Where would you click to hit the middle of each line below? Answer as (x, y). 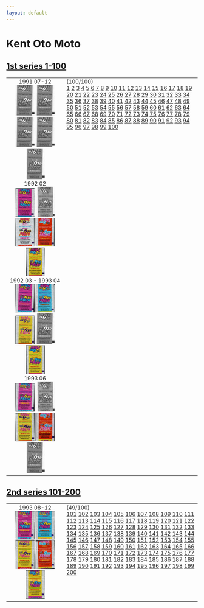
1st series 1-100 (36, 66)
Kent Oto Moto (43, 44)
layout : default (27, 13)
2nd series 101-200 (43, 492)
